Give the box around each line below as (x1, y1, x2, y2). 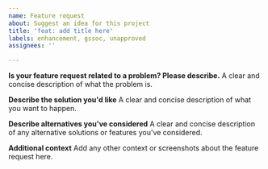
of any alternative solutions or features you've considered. (8, 128, 203, 138)
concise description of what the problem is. (8, 80, 153, 89)
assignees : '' (8, 42, 57, 50)
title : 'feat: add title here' (8, 27, 114, 35)
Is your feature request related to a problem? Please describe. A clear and (8, 71, 260, 80)
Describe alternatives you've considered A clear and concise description (8, 119, 256, 129)
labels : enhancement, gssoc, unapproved (8, 34, 147, 43)
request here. (8, 152, 53, 162)
